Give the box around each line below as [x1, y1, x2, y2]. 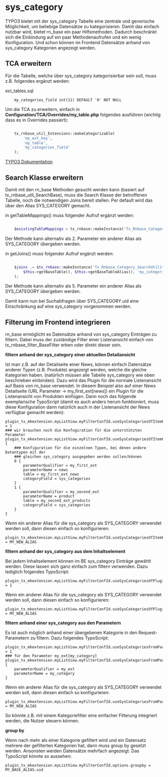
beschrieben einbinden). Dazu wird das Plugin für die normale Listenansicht [5, 377, 161, 383]
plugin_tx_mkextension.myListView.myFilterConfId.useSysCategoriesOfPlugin [5, 579, 166, 584]
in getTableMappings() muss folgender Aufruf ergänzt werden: [5, 212, 134, 218]
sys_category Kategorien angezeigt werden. [5, 45, 96, 51]
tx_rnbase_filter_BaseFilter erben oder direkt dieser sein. [5, 342, 122, 348]
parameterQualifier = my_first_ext [23, 463, 97, 468]
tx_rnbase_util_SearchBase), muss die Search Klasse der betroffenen [5, 192, 147, 198]
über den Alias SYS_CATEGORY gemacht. [5, 202, 91, 208]
